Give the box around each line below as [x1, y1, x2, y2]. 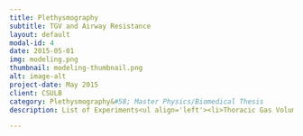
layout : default [9, 30, 70, 39]
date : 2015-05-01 [9, 47, 75, 56]
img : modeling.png [9, 55, 78, 64]
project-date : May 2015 [9, 80, 99, 89]
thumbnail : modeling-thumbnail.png [9, 64, 143, 73]
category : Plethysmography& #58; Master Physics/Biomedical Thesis [9, 96, 264, 106]
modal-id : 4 [9, 38, 54, 48]
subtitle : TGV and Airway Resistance [9, 22, 151, 31]
